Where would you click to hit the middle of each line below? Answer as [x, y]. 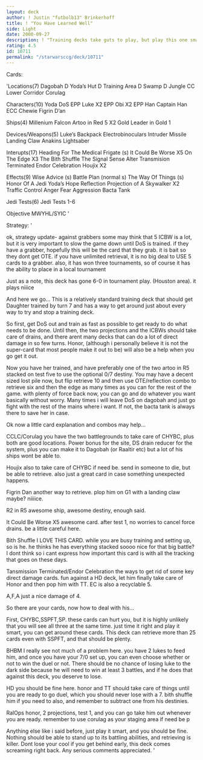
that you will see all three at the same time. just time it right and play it [93, 626]
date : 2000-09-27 [28, 35]
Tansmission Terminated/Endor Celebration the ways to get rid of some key [100, 571]
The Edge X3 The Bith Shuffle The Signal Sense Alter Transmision [88, 159]
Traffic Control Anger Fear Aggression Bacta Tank [68, 190]
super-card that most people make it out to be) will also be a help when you [100, 349]
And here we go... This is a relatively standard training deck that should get [100, 299]
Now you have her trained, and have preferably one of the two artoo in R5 [98, 368]
